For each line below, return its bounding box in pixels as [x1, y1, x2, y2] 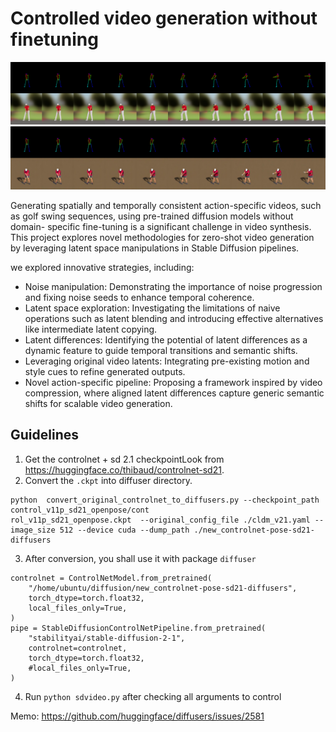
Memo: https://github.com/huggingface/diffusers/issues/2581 [10, 710, 265, 722]
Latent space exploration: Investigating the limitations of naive [24, 302, 281, 314]
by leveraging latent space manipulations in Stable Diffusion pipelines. [10, 242, 300, 254]
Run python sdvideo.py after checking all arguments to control [24, 690, 282, 702]
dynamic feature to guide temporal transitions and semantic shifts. [24, 344, 298, 356]
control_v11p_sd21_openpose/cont [10, 505, 150, 515]
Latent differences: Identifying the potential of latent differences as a [24, 333, 308, 346]
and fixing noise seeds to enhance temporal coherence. [24, 291, 255, 303]
